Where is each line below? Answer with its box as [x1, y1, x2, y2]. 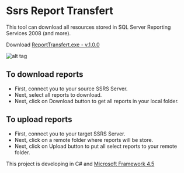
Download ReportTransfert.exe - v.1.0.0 [6, 41, 100, 48]
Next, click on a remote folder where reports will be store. [14, 136, 154, 143]
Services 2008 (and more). [6, 29, 71, 36]
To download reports [6, 69, 84, 80]
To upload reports [6, 114, 72, 124]
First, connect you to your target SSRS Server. [14, 130, 126, 137]
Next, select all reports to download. [14, 91, 102, 98]
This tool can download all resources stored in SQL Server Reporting [6, 23, 171, 30]
